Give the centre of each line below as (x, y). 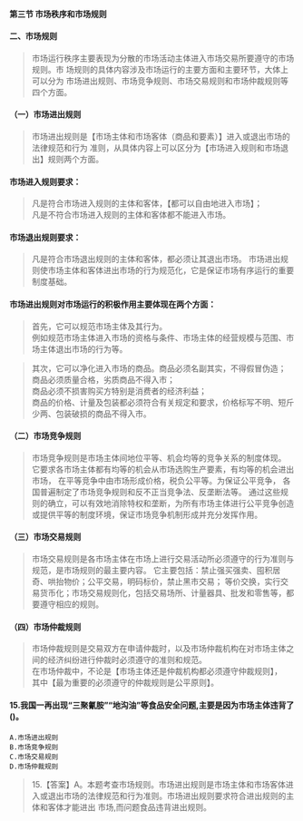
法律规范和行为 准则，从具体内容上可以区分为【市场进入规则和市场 (156, 148)
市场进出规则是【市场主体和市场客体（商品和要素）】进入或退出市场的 (161, 137)
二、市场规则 (33, 36)
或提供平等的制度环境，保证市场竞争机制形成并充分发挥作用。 (147, 514)
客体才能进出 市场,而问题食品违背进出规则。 (129, 807)
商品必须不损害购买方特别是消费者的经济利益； (119, 391)
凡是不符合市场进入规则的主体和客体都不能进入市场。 (131, 215)
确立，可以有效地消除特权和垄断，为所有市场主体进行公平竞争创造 (171, 503)
